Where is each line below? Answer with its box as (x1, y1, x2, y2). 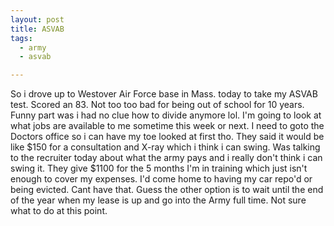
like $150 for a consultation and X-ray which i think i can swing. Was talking (10, 141, 321, 153)
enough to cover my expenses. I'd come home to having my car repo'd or (10, 173, 313, 185)
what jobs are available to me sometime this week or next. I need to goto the (10, 120, 325, 132)
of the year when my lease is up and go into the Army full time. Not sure (10, 194, 307, 206)
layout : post (10, 14, 65, 25)
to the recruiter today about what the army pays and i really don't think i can (10, 152, 323, 164)
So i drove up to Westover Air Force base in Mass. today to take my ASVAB (10, 88, 318, 100)
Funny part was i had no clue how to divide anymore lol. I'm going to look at (10, 109, 322, 121)
